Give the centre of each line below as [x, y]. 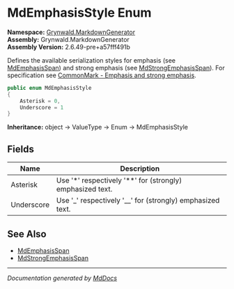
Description [140, 169]
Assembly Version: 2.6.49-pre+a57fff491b [69, 47]
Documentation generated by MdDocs [62, 278]
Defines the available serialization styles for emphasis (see [92, 60]
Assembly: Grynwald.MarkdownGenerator [69, 39]
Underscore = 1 [42, 107]
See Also [27, 234]
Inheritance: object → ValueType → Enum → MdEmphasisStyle [97, 127]
